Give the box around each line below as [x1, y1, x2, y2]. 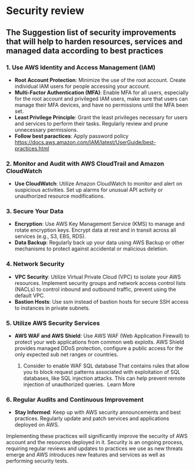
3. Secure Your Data [6, 207, 64, 215]
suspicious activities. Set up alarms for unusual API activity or [14, 186, 163, 194]
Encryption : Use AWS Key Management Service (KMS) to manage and [14, 221, 185, 228]
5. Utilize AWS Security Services [6, 319, 100, 327]
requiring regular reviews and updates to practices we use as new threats [6, 445, 183, 452]
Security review [6, 4, 85, 18]
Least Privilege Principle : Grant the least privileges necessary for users [14, 114, 188, 121]
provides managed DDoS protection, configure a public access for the [14, 345, 183, 352]
